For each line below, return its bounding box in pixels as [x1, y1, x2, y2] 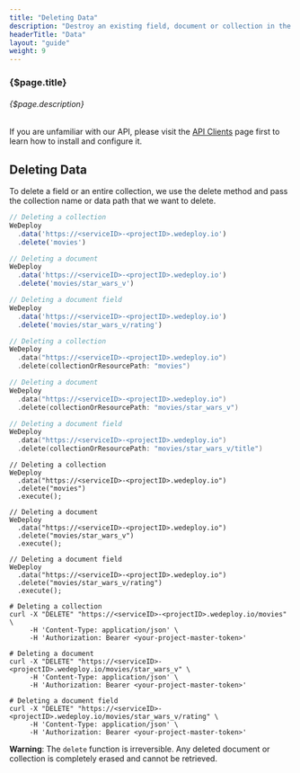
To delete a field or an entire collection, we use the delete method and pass [9, 186, 288, 197]
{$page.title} [9, 76, 67, 89]
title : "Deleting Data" [9, 13, 99, 22]
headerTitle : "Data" [9, 30, 87, 39]
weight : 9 [9, 47, 47, 56]
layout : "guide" [9, 38, 70, 48]
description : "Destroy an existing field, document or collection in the [9, 22, 292, 31]
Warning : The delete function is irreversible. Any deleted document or [9, 743, 270, 755]
